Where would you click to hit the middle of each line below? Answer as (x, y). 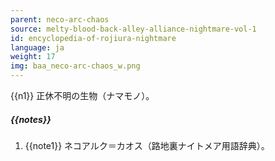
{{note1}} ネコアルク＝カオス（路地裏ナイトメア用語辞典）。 (147, 145)
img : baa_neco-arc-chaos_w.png (75, 66)
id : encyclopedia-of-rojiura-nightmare (93, 38)
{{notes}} (31, 119)
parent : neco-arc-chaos (60, 19)
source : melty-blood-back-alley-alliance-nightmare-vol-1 (133, 29)
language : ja (37, 47)
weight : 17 (33, 57)
